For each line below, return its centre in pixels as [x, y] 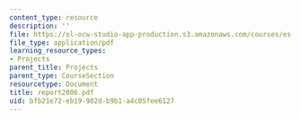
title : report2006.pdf [52, 92]
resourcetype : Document [54, 84]
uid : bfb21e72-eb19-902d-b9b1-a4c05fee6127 [92, 101]
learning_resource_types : [58, 51]
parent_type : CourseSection [62, 76]
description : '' [40, 26]
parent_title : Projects [54, 68]
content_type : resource [54, 17]
